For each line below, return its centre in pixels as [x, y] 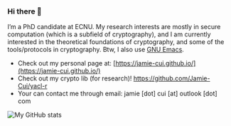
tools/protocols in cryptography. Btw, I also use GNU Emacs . [96, 50]
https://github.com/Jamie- [172, 78]
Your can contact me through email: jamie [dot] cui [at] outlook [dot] [118, 94]
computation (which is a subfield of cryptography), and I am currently [109, 34]
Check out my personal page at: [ [66, 63]
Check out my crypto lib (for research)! [75, 78]
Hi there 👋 [25, 11]
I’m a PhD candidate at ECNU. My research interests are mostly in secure [114, 27]
